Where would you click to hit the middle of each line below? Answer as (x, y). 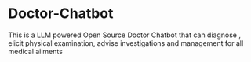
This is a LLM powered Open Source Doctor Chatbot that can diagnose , (125, 35)
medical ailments (35, 51)
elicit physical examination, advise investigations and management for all (126, 43)
